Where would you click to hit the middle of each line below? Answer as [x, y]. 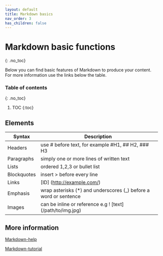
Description [98, 137]
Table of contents [26, 88]
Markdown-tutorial [24, 249]
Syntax [22, 137]
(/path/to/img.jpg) [61, 210]
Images [16, 207]
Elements [20, 123]
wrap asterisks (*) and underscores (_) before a [95, 190]
